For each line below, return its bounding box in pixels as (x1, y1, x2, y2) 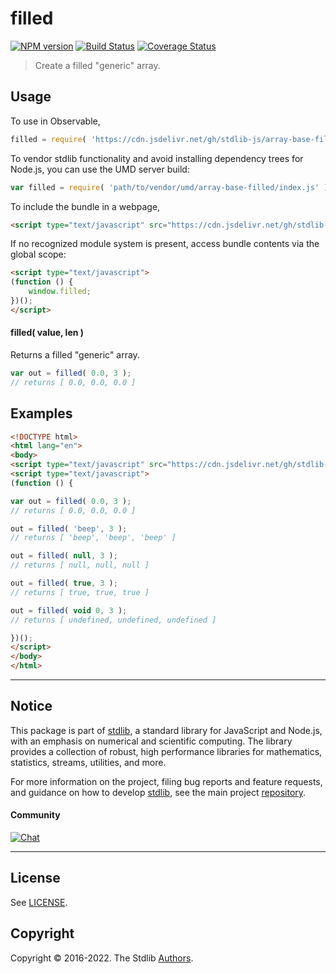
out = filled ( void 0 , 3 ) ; (10, 605, 128, 616)
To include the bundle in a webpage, (10, 200, 161, 212)
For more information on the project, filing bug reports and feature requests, (10, 775, 323, 787)
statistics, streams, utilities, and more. (10, 756, 167, 768)
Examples (10, 405, 73, 422)
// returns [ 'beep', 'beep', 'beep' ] (10, 533, 177, 543)
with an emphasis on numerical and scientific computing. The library (10, 735, 293, 747)
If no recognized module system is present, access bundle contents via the (10, 238, 320, 250)
